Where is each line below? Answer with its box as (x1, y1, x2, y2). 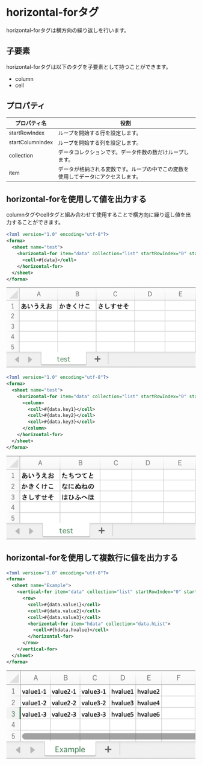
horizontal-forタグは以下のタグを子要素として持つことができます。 (6, 63, 171, 70)
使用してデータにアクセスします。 (58, 173, 142, 180)
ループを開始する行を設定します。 (58, 129, 142, 136)
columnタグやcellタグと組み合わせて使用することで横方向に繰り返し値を (6, 211, 186, 218)
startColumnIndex (8, 139, 53, 146)
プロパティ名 (14, 119, 47, 127)
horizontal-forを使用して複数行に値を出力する (6, 553, 179, 563)
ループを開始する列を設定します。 (58, 139, 142, 146)
